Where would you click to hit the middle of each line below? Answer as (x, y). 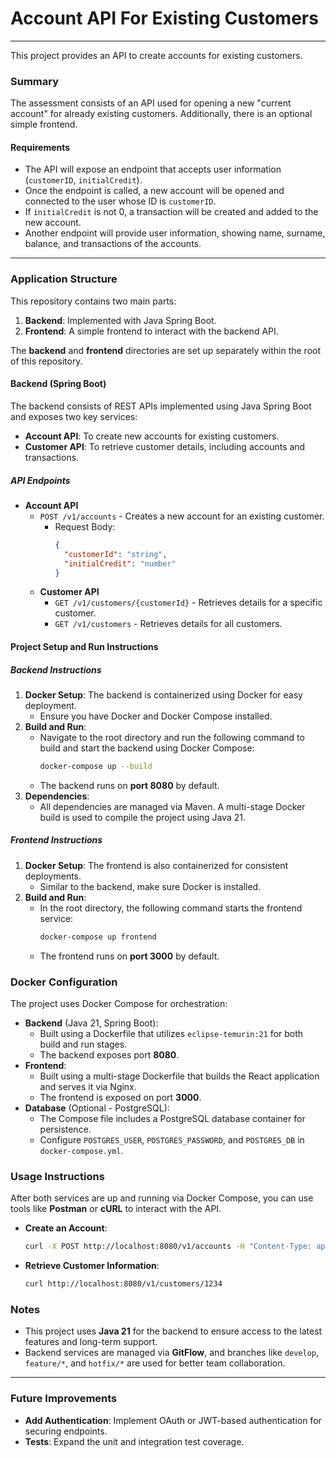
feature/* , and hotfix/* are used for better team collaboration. (155, 1363)
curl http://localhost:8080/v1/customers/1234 (123, 1284)
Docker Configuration (64, 982)
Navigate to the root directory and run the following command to (172, 737)
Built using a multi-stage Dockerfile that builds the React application (179, 1076)
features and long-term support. (91, 1342)
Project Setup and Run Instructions (84, 646)
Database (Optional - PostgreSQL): (97, 1108)
